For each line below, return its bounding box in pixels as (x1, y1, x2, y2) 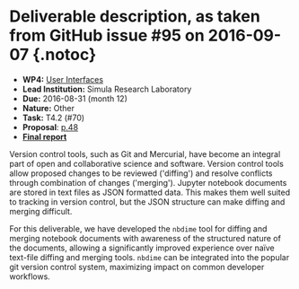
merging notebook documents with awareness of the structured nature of (9, 232, 281, 243)
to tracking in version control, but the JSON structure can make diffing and (9, 196, 286, 207)
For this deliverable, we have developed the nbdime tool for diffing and (9, 223, 268, 234)
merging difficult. (9, 206, 73, 216)
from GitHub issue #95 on (9, 25, 205, 46)
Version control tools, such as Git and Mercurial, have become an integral (9, 148, 281, 159)
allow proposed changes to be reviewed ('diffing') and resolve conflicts (9, 168, 273, 179)
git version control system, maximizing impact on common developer (9, 261, 265, 272)
